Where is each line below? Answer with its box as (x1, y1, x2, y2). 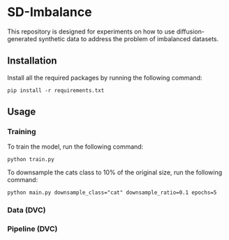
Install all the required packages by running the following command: (7, 73, 202, 82)
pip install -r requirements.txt (7, 87, 105, 94)
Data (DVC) (7, 205, 46, 215)
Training (7, 127, 36, 137)
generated (7, 34, 37, 43)
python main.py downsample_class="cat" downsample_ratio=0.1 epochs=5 (7, 189, 217, 196)
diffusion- (176, 27, 205, 36)
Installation (7, 55, 57, 67)
